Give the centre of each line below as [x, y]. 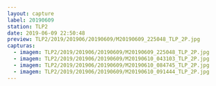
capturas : [22, 46]
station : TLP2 [28, 26]
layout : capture [31, 14]
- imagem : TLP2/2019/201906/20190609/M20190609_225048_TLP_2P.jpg [111, 53]
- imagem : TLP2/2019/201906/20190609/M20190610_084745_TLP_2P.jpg [111, 65]
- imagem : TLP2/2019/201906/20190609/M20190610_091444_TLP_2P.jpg [111, 71]
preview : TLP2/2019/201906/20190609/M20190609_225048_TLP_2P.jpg [103, 40]
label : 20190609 [31, 20]
